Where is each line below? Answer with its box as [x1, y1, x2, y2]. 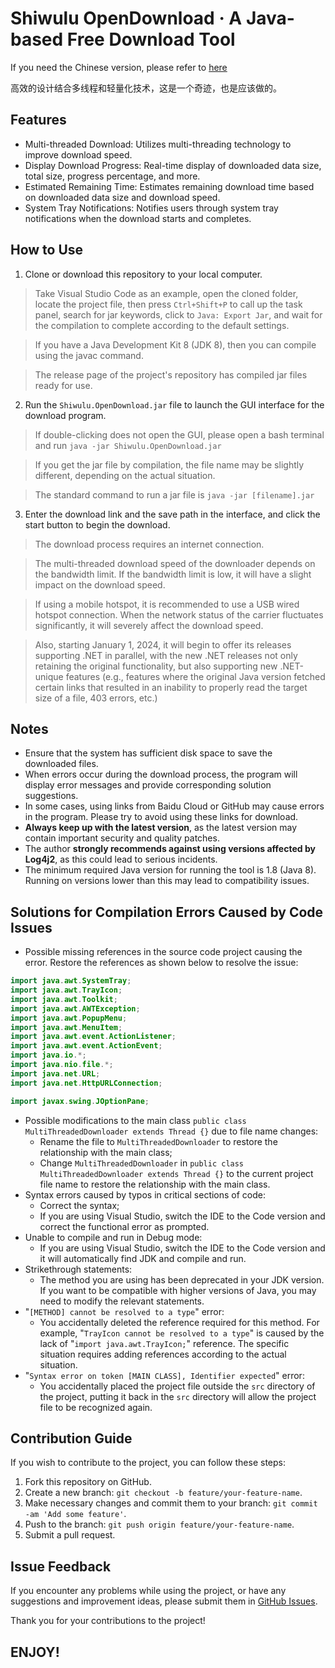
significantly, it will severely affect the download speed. [34, 619, 264, 631]
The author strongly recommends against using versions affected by [24, 843, 316, 855]
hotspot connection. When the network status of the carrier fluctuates [34, 608, 324, 621]
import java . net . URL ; [10, 1068, 101, 1079]
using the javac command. [34, 349, 144, 361]
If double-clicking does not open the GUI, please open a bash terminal [34, 428, 325, 441]
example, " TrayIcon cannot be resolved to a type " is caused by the [39, 1327, 325, 1339]
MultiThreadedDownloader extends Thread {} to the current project [39, 1167, 314, 1179]
